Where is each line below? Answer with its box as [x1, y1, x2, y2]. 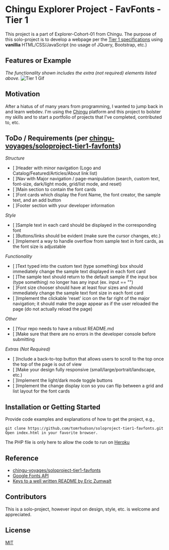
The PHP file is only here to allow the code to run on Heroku [5, 439, 130, 445]
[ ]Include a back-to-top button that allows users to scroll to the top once [12, 356, 164, 362]
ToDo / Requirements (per [5, 134, 88, 142]
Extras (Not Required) [5, 346, 50, 352]
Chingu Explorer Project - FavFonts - [5, 4, 161, 15]
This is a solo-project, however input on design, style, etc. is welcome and [5, 506, 160, 512]
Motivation [5, 90, 40, 98]
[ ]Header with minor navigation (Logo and [12, 165, 101, 171]
